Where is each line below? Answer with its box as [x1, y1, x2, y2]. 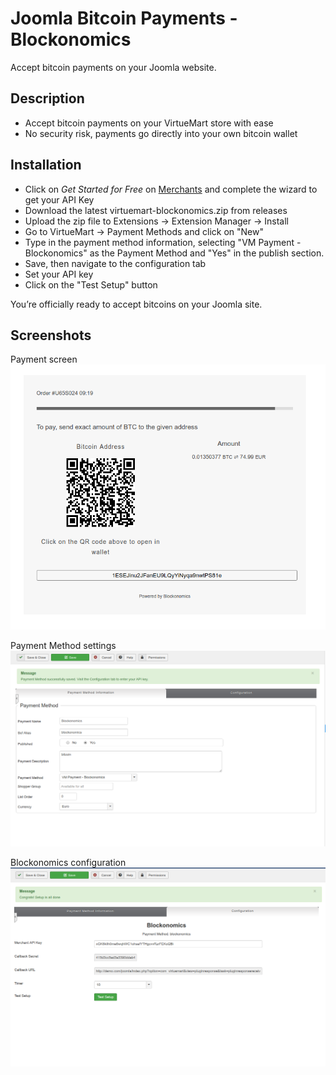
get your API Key [24, 193, 95, 206]
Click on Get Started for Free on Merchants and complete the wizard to [24, 183, 318, 195]
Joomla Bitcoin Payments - [10, 7, 238, 30]
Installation [10, 157, 82, 174]
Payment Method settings [10, 639, 117, 651]
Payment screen [10, 353, 78, 366]
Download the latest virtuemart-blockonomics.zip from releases [24, 204, 288, 216]
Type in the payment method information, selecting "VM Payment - [24, 236, 302, 248]
